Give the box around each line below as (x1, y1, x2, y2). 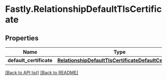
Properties (5, 34, 39, 42)
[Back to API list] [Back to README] (5, 70, 79, 76)
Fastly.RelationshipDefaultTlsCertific (5, 3, 162, 15)
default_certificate (7, 57, 53, 64)
